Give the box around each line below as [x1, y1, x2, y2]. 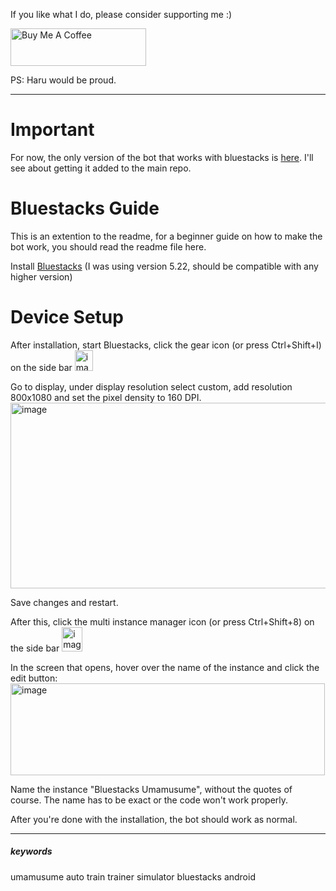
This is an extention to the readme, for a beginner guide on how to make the [10, 230, 323, 242]
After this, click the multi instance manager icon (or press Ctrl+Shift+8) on [10, 615, 315, 628]
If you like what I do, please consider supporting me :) [10, 9, 233, 20]
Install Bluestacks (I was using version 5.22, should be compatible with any [10, 260, 319, 272]
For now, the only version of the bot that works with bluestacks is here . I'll [10, 151, 314, 163]
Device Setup [10, 306, 124, 329]
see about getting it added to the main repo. [10, 162, 192, 174]
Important [10, 119, 95, 141]
